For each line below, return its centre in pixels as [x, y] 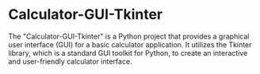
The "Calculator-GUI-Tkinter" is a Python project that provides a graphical [129, 36]
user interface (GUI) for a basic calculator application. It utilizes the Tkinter [130, 44]
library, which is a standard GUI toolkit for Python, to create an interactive [128, 53]
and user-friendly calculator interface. [70, 61]
